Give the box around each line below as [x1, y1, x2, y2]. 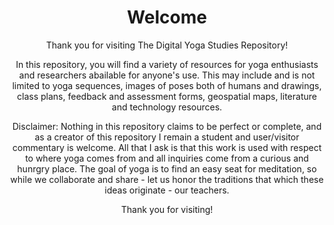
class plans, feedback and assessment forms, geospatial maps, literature [17, 90, 317, 102]
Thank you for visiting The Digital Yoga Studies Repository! [45, 39, 289, 51]
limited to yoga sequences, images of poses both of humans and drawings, [12, 79, 322, 91]
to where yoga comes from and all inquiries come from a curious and [25, 152, 309, 164]
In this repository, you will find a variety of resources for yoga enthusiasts [15, 58, 319, 70]
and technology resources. [111, 101, 223, 113]
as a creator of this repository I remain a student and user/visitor [34, 131, 300, 143]
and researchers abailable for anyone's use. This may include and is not [18, 69, 316, 81]
